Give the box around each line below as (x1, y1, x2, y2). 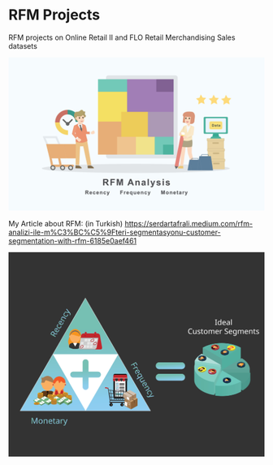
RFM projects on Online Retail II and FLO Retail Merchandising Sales (8, 32, 236, 42)
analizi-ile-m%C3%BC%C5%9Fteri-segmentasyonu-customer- (8, 227, 221, 237)
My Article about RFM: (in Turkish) (8, 219, 123, 229)
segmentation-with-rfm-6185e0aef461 (8, 236, 137, 246)
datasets (8, 41, 38, 50)
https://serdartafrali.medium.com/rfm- (124, 219, 253, 229)
